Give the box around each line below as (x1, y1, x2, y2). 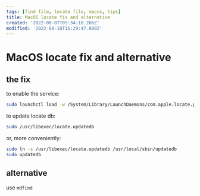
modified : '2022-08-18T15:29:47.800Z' (6, 25, 102, 31)
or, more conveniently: (6, 135, 61, 141)
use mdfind (6, 184, 33, 191)
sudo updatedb (6, 151, 42, 157)
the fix (6, 74, 31, 84)
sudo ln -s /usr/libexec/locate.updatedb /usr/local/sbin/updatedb (6, 146, 177, 152)
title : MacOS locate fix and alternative (6, 14, 111, 20)
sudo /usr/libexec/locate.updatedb (6, 124, 95, 130)
